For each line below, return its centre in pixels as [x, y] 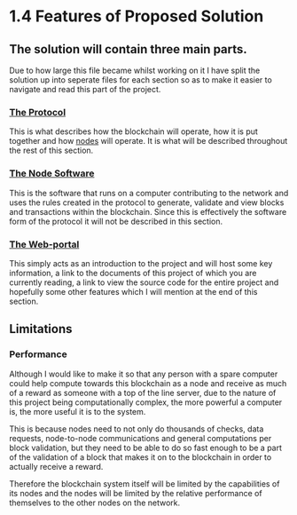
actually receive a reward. [56, 466]
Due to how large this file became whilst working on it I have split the [135, 70]
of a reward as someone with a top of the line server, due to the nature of [143, 392]
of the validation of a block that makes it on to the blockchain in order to [141, 457]
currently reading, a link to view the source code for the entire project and [144, 282]
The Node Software [52, 173]
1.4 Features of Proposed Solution [137, 16]
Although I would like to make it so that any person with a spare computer [144, 374]
